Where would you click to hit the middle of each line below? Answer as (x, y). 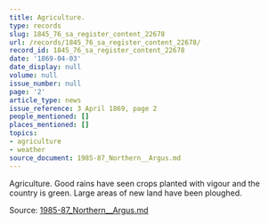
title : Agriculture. (48, 17)
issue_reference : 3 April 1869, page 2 (83, 108)
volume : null (33, 76)
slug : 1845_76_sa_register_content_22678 (87, 34)
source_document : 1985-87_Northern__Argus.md (95, 158)
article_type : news (45, 100)
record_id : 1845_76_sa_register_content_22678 (97, 51)
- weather (28, 149)
